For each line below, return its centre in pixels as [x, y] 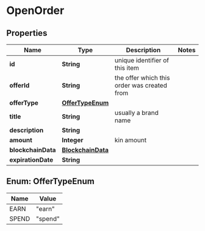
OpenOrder [35, 11]
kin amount [131, 140]
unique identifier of [142, 60]
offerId [20, 85]
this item [127, 68]
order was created [141, 85]
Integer [73, 140]
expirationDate [31, 160]
